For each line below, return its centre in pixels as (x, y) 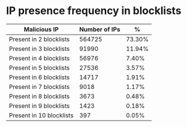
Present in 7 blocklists (40, 87)
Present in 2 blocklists (40, 39)
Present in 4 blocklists (40, 58)
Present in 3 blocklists (40, 49)
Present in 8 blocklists (40, 96)
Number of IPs (100, 29)
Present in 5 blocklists (40, 67)
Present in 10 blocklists (41, 115)
